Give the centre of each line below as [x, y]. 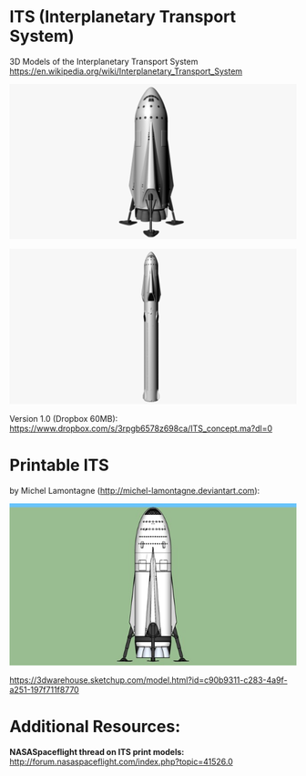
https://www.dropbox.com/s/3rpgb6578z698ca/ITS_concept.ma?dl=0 [141, 429]
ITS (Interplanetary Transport [123, 17]
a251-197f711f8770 [44, 689]
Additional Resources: [95, 727]
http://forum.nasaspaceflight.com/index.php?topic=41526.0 [122, 761]
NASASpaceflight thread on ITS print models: [97, 751]
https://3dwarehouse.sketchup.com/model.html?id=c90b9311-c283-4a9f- [149, 680]
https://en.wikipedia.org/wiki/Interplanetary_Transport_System [126, 71]
